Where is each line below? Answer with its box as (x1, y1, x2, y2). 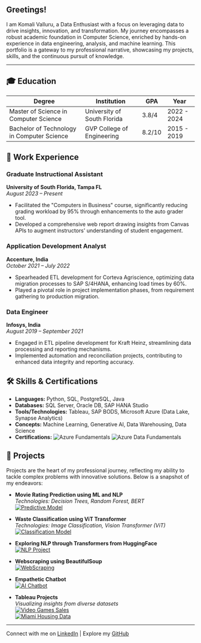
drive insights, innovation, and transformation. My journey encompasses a (6, 27, 189, 34)
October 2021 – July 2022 (6, 262, 70, 269)
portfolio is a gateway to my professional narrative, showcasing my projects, (6, 46, 194, 53)
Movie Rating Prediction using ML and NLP (14, 491, 123, 498)
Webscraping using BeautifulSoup (14, 557, 103, 565)
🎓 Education (6, 76, 57, 86)
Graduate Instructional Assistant (6, 170, 103, 178)
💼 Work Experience (6, 152, 79, 162)
